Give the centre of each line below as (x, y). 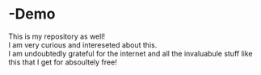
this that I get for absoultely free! (63, 62)
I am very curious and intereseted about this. (83, 44)
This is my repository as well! (57, 36)
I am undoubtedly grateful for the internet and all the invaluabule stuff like (130, 53)
